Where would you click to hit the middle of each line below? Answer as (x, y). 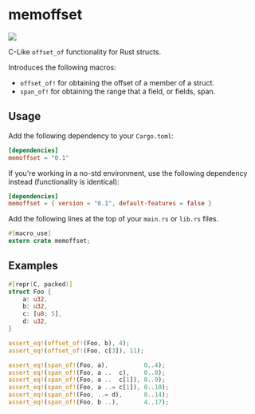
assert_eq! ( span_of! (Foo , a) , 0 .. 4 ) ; (87, 365)
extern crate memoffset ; (49, 241)
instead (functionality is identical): (64, 181)
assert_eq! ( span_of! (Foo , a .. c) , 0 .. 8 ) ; (87, 372)
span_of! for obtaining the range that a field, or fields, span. (118, 91)
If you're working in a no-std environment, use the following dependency (128, 173)
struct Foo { (30, 292)
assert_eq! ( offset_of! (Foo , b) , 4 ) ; (69, 343)
